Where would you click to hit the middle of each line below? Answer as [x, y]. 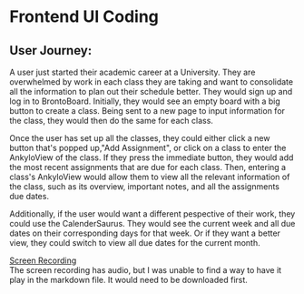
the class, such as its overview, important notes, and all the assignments [144, 187]
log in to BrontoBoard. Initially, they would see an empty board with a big [145, 101]
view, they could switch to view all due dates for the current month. [135, 243]
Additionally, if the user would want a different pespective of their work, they [152, 214]
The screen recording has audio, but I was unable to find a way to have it [146, 270]
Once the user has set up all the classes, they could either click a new [140, 138]
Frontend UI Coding [84, 17]
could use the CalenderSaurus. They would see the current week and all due [152, 223]
